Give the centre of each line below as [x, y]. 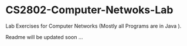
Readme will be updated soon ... [44, 37]
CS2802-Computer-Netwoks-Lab [89, 10]
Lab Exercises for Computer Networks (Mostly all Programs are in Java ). [93, 26]
